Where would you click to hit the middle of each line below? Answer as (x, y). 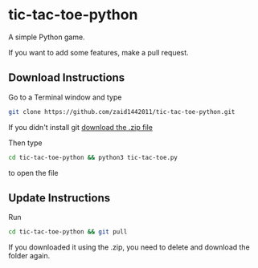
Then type (25, 143)
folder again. (29, 256)
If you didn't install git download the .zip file (80, 127)
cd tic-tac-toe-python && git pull (68, 232)
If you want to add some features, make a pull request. (98, 52)
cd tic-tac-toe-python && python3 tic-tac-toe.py (93, 157)
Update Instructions (59, 198)
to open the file (33, 173)
